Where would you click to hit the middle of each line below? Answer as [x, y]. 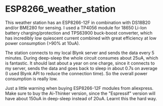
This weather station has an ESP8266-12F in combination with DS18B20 [78, 22]
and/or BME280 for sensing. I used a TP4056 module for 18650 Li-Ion [76, 27]
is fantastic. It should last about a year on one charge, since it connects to [80, 63]
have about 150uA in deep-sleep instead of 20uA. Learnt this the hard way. [81, 98]
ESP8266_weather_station [60, 9]
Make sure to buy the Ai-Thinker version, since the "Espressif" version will [80, 93]
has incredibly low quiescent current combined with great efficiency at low [81, 38]
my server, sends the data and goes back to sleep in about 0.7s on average [81, 68]
